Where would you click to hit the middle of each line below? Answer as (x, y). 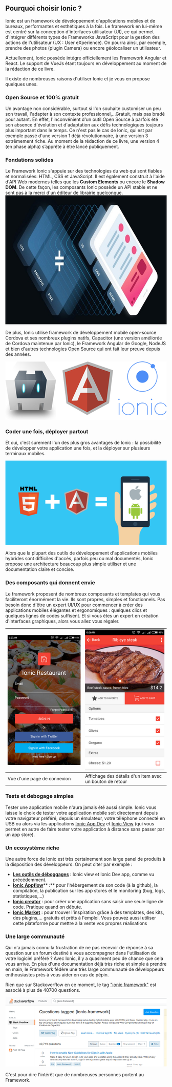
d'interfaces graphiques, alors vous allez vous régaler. (62, 621)
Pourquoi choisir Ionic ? (44, 8)
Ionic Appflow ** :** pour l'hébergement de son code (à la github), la (85, 885)
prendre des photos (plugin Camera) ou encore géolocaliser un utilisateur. (83, 48)
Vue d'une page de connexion (39, 779)
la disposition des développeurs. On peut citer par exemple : (69, 864)
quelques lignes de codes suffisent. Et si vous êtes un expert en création (82, 615)
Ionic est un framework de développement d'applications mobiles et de (80, 20)
